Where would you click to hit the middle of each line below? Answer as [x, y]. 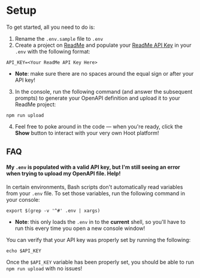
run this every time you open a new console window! [80, 228]
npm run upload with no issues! [44, 268]
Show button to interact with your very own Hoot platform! [87, 133]
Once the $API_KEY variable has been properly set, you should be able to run [100, 262]
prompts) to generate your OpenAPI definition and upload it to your [98, 98]
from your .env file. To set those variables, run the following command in [96, 193]
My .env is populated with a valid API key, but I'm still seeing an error [93, 167]
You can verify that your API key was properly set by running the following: [99, 240]
